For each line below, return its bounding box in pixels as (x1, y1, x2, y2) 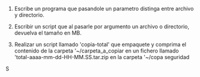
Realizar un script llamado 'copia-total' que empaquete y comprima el (14, 41, 187, 48)
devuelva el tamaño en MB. (14, 29, 82, 36)
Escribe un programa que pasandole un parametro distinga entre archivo (14, 5, 194, 12)
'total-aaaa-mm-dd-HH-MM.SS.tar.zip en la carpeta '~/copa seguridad (14, 54, 190, 60)
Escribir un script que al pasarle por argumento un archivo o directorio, (14, 23, 190, 30)
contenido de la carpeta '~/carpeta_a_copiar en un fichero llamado (14, 47, 179, 54)
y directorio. (14, 11, 44, 19)
